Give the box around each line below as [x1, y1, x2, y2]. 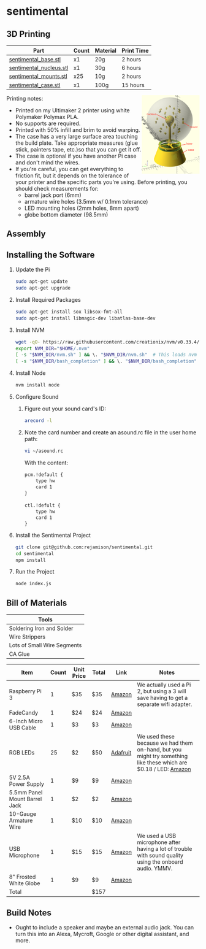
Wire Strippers [9, 633, 46, 640]
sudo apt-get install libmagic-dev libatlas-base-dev [15, 315, 156, 321]
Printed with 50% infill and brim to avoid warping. [15, 126, 140, 133]
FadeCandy [9, 709, 39, 717]
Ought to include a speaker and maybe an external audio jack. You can [15, 924, 194, 931]
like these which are [137, 759, 188, 766]
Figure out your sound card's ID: [24, 405, 106, 412]
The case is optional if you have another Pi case [15, 152, 137, 159]
